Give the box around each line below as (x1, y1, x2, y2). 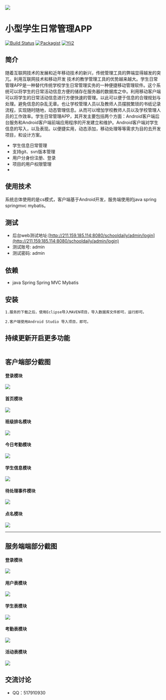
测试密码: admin (12, 250, 45, 256)
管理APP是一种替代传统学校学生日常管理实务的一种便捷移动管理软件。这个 (5, 82, 157, 88)
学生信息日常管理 (12, 142, 47, 148)
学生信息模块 (5, 465, 31, 471)
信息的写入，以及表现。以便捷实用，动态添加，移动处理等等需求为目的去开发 (5, 126, 161, 132)
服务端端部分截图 (5, 542, 57, 551)
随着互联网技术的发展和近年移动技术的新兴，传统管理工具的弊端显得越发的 (5, 70, 157, 75)
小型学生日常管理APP (5, 23, 92, 35)
